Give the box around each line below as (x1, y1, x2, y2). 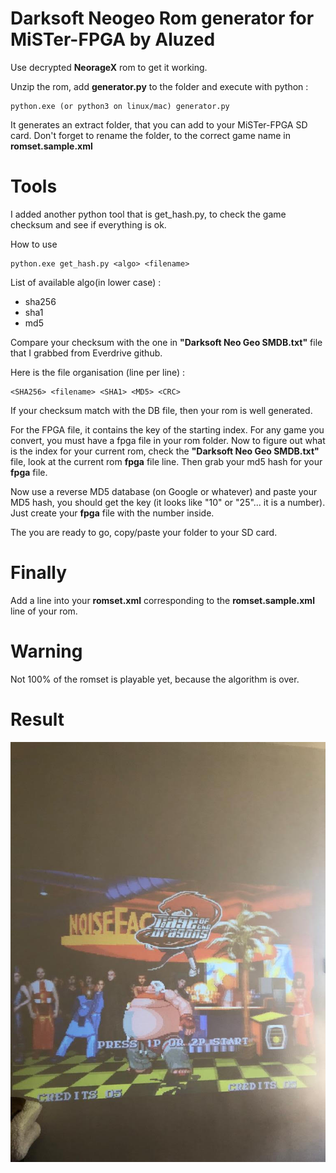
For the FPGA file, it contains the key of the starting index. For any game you (10, 423, 325, 436)
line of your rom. (10, 605, 78, 617)
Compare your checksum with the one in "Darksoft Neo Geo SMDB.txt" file (10, 336, 323, 348)
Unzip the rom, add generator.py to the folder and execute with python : (10, 80, 309, 92)
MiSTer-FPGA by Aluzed (10, 28, 216, 51)
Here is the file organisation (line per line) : (10, 366, 186, 378)
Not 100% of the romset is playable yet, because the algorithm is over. (10, 673, 300, 685)
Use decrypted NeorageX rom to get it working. (10, 61, 208, 73)
